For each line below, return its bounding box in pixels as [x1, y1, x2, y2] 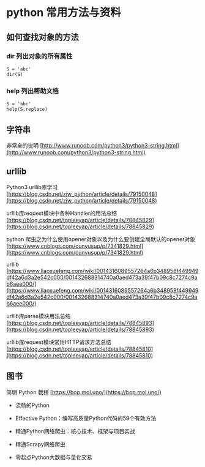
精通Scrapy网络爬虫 [15, 440, 66, 447]
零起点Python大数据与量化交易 [15, 454, 93, 461]
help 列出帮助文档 [6, 86, 59, 95]
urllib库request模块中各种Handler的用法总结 [6, 209, 117, 217]
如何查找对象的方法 [6, 32, 79, 42]
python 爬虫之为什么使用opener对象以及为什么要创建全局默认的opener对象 [6, 235, 196, 242]
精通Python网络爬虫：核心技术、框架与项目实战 [15, 427, 136, 435]
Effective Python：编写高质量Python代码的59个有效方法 [15, 414, 157, 422]
